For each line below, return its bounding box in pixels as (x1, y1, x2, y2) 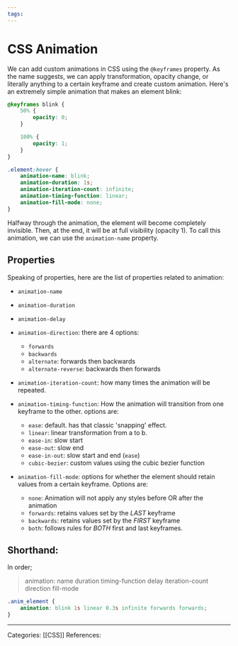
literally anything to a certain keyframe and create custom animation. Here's (7, 80, 229, 88)
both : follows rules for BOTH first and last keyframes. (28, 523, 183, 532)
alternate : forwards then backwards (28, 356, 136, 366)
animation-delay (17, 315, 66, 323)
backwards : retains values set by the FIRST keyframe (28, 516, 181, 525)
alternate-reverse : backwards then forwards (28, 364, 161, 373)
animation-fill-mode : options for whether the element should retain (17, 472, 215, 481)
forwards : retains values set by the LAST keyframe (28, 508, 176, 517)
